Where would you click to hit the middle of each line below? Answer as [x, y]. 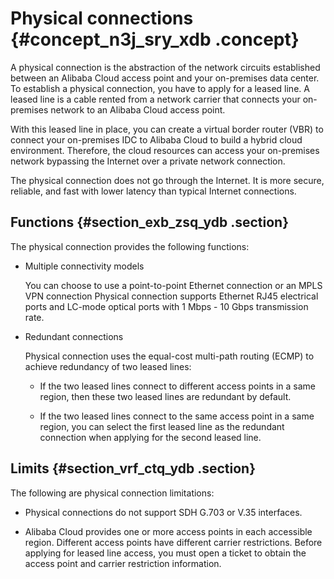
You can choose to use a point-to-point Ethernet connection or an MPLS [173, 285]
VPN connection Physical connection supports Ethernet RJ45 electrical [171, 296]
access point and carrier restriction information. [123, 563]
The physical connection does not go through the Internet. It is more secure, [167, 180]
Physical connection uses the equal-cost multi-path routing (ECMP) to [169, 356]
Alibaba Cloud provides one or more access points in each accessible [168, 531]
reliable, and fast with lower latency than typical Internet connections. [153, 191]
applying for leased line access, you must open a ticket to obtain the [165, 553]
